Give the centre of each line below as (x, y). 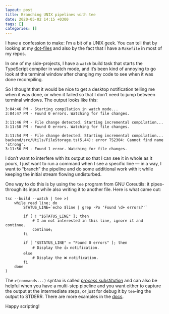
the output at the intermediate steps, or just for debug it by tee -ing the (78, 291)
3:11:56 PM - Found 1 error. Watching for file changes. (66, 149)
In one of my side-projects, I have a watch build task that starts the (74, 64)
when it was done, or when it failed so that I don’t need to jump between (80, 95)
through (13, 190)
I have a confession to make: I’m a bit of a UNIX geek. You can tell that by (81, 43)
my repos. (16, 54)
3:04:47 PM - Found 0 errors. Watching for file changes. (67, 114)
